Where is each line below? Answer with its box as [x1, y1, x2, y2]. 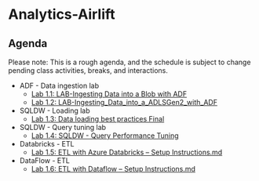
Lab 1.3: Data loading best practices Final [31, 114, 165, 123]
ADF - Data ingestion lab [19, 81, 100, 90]
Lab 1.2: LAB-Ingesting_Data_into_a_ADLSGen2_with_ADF [31, 98, 218, 107]
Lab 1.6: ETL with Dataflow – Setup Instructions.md [31, 165, 196, 173]
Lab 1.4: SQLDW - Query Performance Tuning [31, 131, 179, 140]
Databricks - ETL [19, 139, 75, 148]
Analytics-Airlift [8, 5, 115, 24]
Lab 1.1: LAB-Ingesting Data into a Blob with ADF [31, 89, 187, 99]
